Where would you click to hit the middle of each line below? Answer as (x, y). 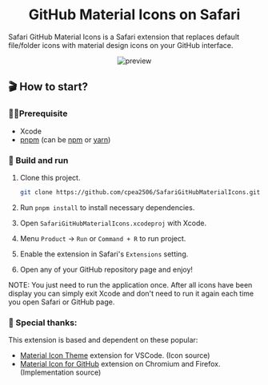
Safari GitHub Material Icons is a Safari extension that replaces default (124, 37)
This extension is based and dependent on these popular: (103, 340)
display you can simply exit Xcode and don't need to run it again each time (131, 293)
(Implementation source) (60, 372)
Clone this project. (50, 177)
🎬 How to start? (48, 87)
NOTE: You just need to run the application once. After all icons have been (130, 284)
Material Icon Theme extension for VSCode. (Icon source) (115, 355)
